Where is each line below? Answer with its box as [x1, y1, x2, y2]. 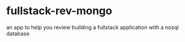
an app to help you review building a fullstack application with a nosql [6, 24, 179, 31]
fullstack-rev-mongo [6, 4, 113, 18]
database [6, 30, 30, 37]
